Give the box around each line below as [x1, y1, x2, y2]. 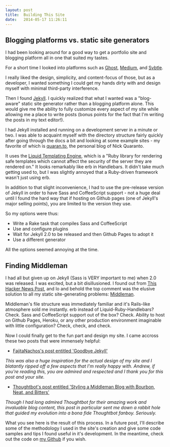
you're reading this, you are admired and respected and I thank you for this [5, 369, 164, 375]
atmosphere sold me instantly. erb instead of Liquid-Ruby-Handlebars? [5, 306, 154, 312]
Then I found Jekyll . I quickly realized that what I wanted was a [5, 95, 137, 101]
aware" [5, 100, 20, 107]
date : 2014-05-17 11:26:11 [5, 17, 67, 22]
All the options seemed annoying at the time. [5, 247, 99, 253]
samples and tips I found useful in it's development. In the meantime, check [5, 431, 164, 436]
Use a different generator [12, 236, 66, 243]
